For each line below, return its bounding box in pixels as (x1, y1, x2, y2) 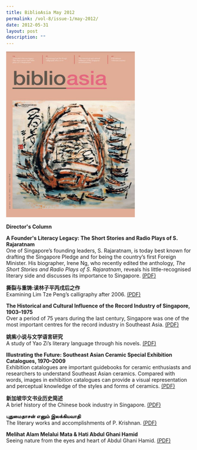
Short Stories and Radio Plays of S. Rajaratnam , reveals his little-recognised (6, 266, 191, 273)
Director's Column (6, 223, 52, 230)
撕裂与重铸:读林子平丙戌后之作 (6, 284, 81, 292)
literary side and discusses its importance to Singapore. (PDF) (6, 272, 156, 279)
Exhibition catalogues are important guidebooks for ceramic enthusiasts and (6, 364, 191, 371)
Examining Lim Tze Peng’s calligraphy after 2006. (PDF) (6, 291, 141, 298)
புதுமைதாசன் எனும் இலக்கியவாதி (6, 413, 81, 420)
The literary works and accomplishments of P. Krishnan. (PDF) (6, 419, 157, 426)
